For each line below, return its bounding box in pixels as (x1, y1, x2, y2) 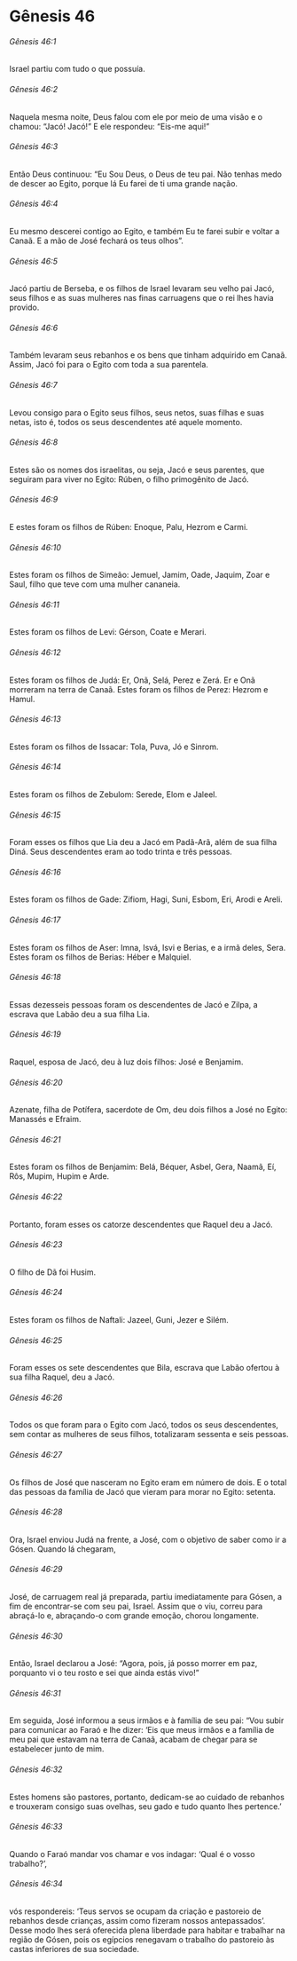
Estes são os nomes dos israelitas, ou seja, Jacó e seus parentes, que (9, 464, 265, 475)
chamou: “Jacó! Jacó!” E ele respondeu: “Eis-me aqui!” (9, 121, 210, 131)
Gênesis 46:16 (9, 866, 62, 877)
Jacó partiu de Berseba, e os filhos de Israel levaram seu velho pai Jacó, (9, 283, 275, 294)
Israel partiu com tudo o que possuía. (9, 64, 145, 75)
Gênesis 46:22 (9, 1191, 63, 1202)
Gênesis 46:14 (9, 762, 62, 772)
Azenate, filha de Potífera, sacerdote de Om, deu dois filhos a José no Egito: (9, 1104, 288, 1115)
